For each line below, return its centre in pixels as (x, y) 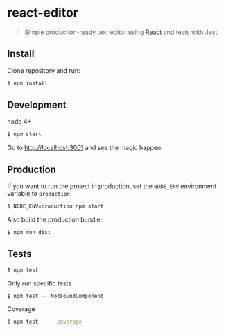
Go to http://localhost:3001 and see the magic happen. (85, 148)
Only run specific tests (39, 283)
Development (37, 105)
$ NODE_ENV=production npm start (55, 206)
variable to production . (40, 194)
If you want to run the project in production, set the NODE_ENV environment (112, 186)
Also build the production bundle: (55, 219)
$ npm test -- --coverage (44, 322)
